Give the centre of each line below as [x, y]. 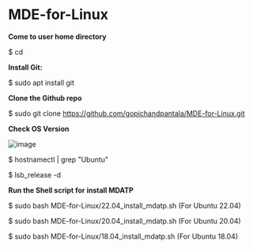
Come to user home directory [57, 36]
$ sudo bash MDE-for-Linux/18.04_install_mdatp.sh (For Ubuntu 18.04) [123, 236]
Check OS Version [39, 128]
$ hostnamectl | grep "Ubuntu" [59, 159]
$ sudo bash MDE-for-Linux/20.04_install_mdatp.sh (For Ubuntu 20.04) [125, 220]
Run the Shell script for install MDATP [71, 190]
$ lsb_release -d [35, 174]
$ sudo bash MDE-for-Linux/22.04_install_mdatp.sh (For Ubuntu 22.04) [125, 205]
